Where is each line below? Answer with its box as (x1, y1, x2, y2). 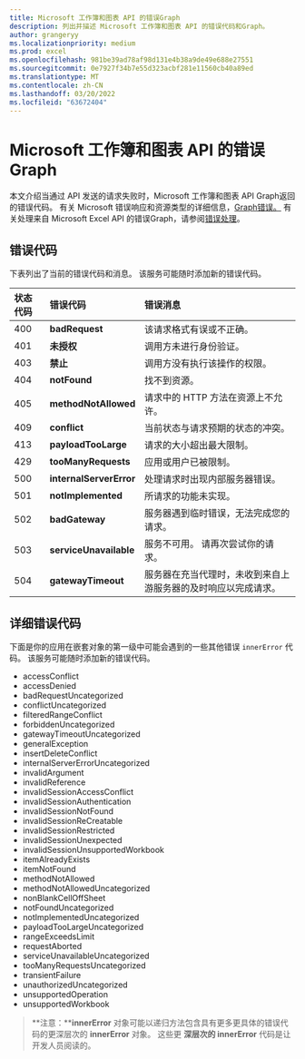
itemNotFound (22, 863, 76, 874)
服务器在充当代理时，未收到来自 (143, 568, 281, 581)
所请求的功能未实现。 (143, 490, 236, 503)
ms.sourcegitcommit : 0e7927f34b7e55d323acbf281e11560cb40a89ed (9, 64, 254, 74)
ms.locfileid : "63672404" (9, 97, 107, 107)
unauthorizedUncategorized (22, 979, 129, 990)
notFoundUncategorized (22, 902, 114, 913)
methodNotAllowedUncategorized (22, 882, 151, 894)
